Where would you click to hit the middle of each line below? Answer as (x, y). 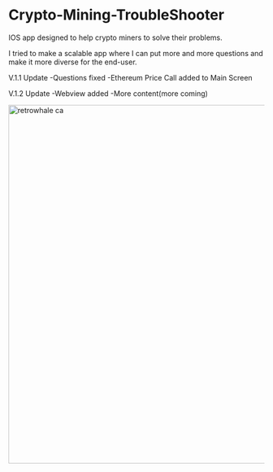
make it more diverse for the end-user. (73, 62)
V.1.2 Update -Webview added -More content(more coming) (108, 93)
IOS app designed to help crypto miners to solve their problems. (116, 37)
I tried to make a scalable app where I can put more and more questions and (136, 53)
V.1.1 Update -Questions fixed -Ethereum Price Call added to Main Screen (131, 77)
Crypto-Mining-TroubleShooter (117, 15)
